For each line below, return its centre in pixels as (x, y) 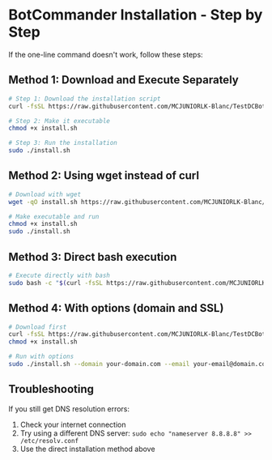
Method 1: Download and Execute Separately (123, 80)
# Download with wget (45, 194)
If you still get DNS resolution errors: (69, 409)
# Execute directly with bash (59, 275)
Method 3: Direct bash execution (93, 257)
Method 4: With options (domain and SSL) (116, 308)
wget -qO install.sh (43, 202)
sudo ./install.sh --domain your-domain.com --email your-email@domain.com (139, 364)
